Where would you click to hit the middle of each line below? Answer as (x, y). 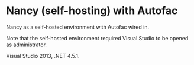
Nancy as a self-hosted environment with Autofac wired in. (78, 27)
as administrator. (27, 45)
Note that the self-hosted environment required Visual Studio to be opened (97, 38)
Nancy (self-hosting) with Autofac (92, 11)
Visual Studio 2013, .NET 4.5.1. (43, 56)
